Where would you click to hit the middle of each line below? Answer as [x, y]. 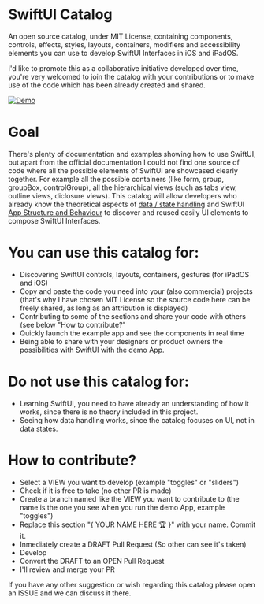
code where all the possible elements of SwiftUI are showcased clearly [123, 170]
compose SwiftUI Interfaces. [54, 220]
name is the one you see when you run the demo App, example [122, 507]
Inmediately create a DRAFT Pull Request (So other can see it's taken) [133, 544]
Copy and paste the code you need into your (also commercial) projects [136, 291]
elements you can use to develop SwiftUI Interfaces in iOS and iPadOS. [123, 53]
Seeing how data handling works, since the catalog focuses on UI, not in [137, 420]
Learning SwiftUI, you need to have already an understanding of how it [134, 403]
